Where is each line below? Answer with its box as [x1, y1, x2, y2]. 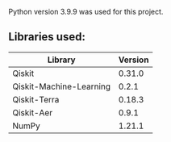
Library [47, 54, 76, 65]
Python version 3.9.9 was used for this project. [8, 7, 164, 16]
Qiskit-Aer [12, 106, 53, 118]
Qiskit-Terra [12, 94, 60, 105]
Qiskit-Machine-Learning [12, 81, 111, 92]
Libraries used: [8, 30, 86, 44]
